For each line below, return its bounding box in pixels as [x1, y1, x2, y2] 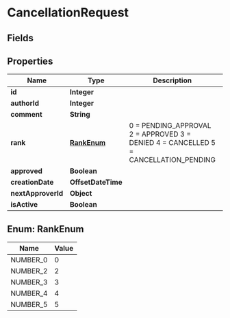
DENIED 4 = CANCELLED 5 [129, 138, 216, 148]
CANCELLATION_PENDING [129, 155, 216, 165]
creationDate [10, 177, 54, 187]
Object [69, 189, 92, 198]
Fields [7, 32, 34, 44]
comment [10, 110, 42, 120]
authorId [10, 98, 40, 108]
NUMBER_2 [10, 266, 48, 276]
